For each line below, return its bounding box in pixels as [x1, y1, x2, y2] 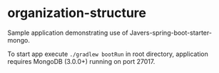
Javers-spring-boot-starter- [129, 28, 213, 37]
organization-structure [7, 5, 147, 21]
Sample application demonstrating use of [7, 28, 128, 37]
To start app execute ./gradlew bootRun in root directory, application [7, 50, 209, 58]
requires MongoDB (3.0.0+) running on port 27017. [7, 57, 156, 65]
